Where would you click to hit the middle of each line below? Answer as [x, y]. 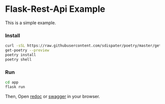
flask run [15, 87]
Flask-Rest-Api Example [55, 9]
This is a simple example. [31, 23]
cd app [12, 82]
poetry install [21, 55]
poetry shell [18, 59]
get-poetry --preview [27, 50]
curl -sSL [15, 46]
